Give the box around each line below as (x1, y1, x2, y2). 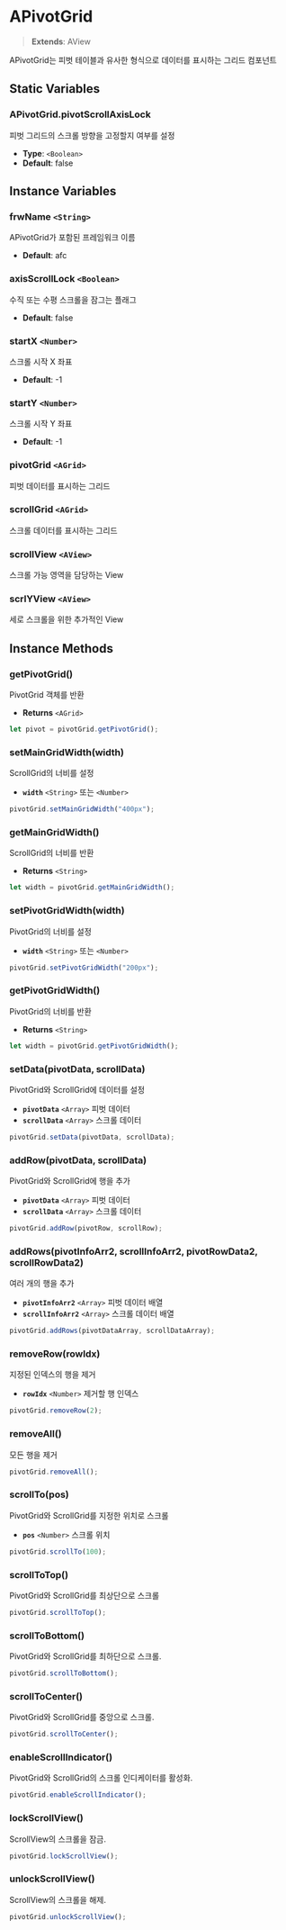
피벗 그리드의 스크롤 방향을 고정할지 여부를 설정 (9, 130, 175, 140)
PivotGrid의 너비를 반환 (9, 1006, 92, 1016)
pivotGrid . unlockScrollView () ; (9, 1912, 127, 1921)
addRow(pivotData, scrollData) (9, 1154, 147, 1167)
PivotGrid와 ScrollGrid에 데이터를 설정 (9, 1084, 146, 1095)
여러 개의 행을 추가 (9, 1278, 75, 1289)
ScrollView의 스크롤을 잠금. (9, 1834, 106, 1844)
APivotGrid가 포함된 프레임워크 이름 (9, 232, 136, 243)
